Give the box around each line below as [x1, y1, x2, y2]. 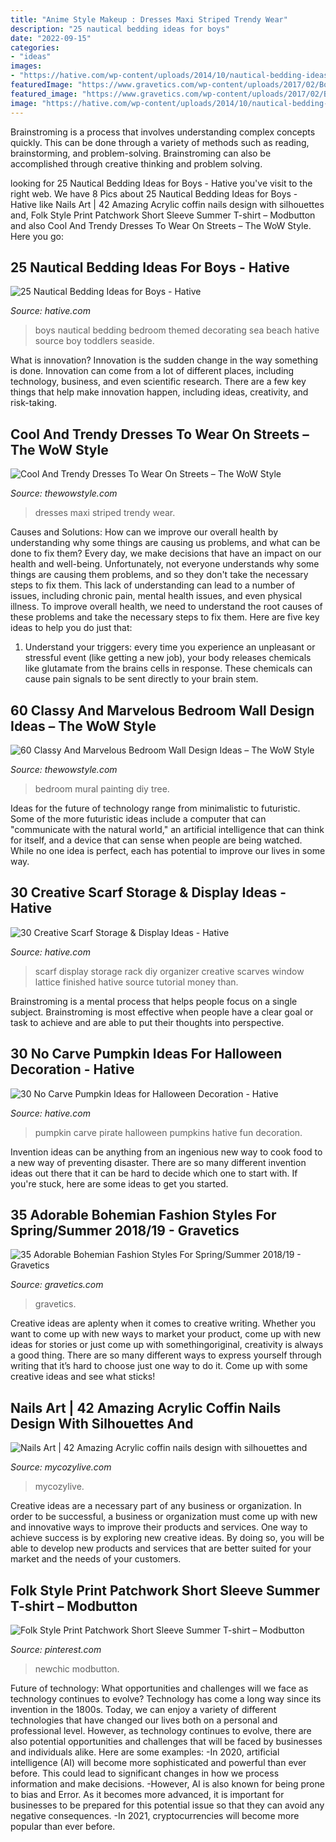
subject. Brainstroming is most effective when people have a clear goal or [10, 1006, 314, 1018]
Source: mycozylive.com [10, 1461, 112, 1473]
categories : [10, 42, 60, 53]
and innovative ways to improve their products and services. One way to [10, 1521, 308, 1533]
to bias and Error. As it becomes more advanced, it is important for [10, 1789, 285, 1800]
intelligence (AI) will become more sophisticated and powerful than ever [10, 1757, 307, 1768]
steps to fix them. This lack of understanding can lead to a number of [10, 579, 296, 591]
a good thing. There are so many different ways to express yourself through [10, 1349, 322, 1361]
